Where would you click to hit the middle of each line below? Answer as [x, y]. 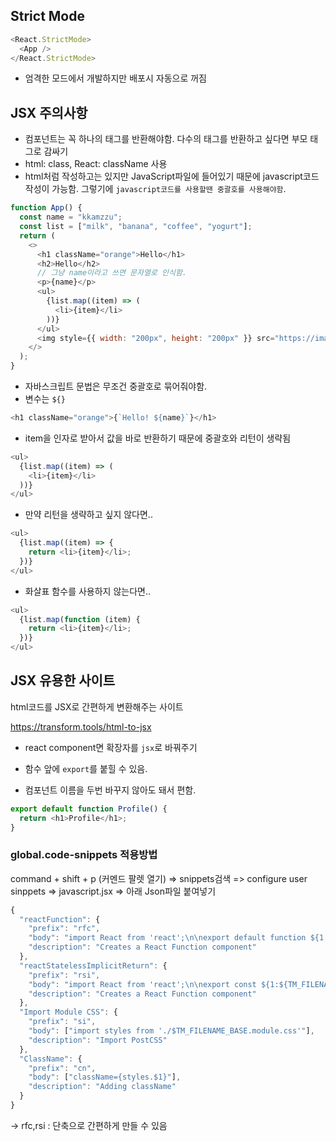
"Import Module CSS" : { [68, 1012]
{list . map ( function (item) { [80, 619]
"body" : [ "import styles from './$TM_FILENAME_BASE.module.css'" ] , [171, 1031]
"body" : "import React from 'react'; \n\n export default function [167, 938]
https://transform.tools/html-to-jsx [81, 726]
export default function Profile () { [89, 809]
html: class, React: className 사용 [96, 164]
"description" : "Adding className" [102, 1087]
